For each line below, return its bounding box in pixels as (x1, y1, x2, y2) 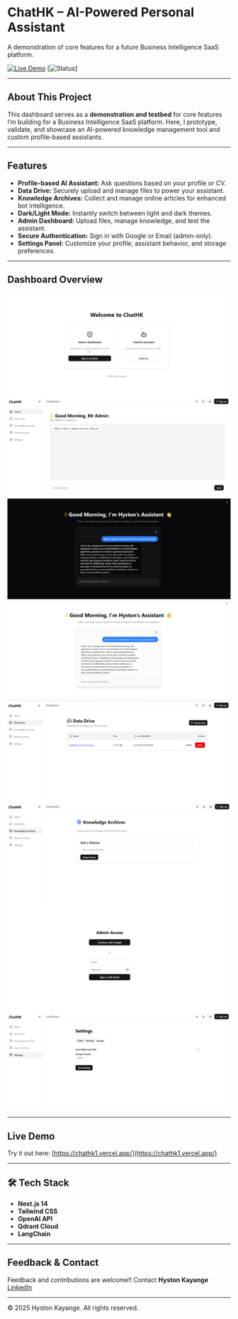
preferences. (17, 246, 55, 255)
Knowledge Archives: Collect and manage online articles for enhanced (17, 193, 227, 202)
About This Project (7, 91, 92, 103)
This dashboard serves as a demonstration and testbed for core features (7, 110, 222, 118)
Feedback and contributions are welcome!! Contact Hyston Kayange (7, 1275, 209, 1284)
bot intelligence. (17, 201, 65, 210)
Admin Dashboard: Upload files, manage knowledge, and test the (17, 216, 210, 225)
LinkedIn (7, 1283, 33, 1291)
